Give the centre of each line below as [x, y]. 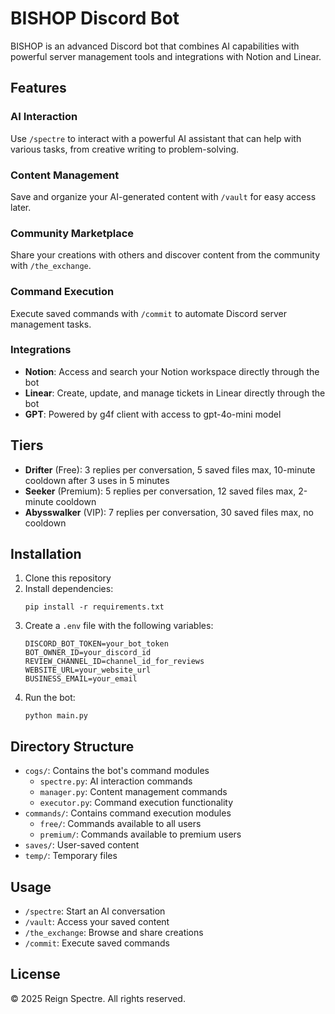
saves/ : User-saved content [82, 845]
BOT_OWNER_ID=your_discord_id [88, 653]
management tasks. [51, 324]
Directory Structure [72, 746]
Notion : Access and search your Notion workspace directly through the [172, 371]
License [35, 974]
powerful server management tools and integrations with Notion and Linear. [166, 56]
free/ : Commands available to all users [120, 824]
